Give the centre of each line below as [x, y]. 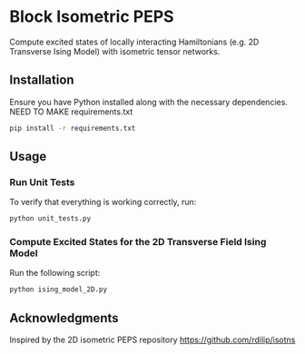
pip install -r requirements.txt [73, 128]
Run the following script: [55, 273]
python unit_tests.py [50, 219]
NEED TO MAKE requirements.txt [71, 112]
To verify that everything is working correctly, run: [103, 202]
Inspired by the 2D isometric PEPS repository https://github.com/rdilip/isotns [152, 340]
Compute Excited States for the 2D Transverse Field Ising [138, 242]
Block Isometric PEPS [92, 17]
